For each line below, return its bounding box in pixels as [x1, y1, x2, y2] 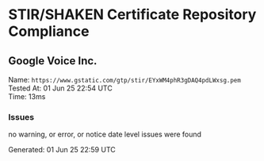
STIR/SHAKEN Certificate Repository [8, 6, 257, 24]
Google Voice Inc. [8, 54, 98, 67]
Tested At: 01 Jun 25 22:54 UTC [8, 83, 113, 93]
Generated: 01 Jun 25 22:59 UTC [8, 145, 117, 155]
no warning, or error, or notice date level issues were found [8, 129, 202, 140]
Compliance [8, 22, 90, 40]
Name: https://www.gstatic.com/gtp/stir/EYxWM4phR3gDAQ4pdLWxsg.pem [8, 75, 242, 84]
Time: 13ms [8, 92, 46, 101]
